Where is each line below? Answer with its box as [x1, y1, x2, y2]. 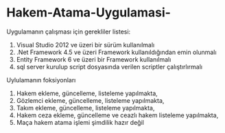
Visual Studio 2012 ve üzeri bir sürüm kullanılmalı [16, 40, 155, 49]
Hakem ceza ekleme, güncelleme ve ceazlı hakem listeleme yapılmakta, [16, 111, 219, 119]
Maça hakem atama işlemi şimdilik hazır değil [16, 118, 145, 126]
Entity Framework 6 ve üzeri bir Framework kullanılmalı [16, 55, 171, 63]
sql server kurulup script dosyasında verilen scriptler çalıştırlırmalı [16, 62, 203, 71]
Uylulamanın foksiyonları [6, 75, 76, 84]
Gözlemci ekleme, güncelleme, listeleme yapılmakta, [16, 96, 165, 104]
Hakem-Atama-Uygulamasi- [6, 5, 171, 21]
